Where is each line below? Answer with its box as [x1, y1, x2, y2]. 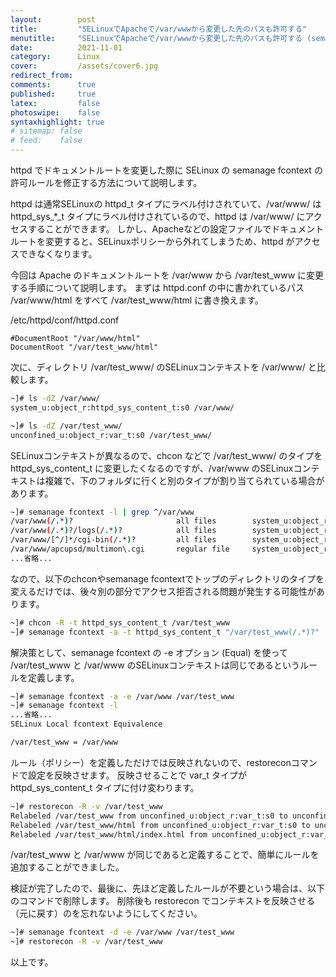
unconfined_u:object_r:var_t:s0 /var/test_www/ [10, 430, 213, 440]
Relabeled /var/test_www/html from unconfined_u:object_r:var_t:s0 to [10, 820, 311, 830]
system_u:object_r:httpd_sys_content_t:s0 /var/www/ [10, 402, 235, 413]
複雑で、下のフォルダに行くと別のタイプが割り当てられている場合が [44, 474, 325, 486]
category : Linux [10, 52, 101, 62]
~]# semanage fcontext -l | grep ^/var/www [10, 507, 195, 517]
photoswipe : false [10, 107, 101, 118]
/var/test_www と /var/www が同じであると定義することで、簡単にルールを [10, 849, 320, 861]
